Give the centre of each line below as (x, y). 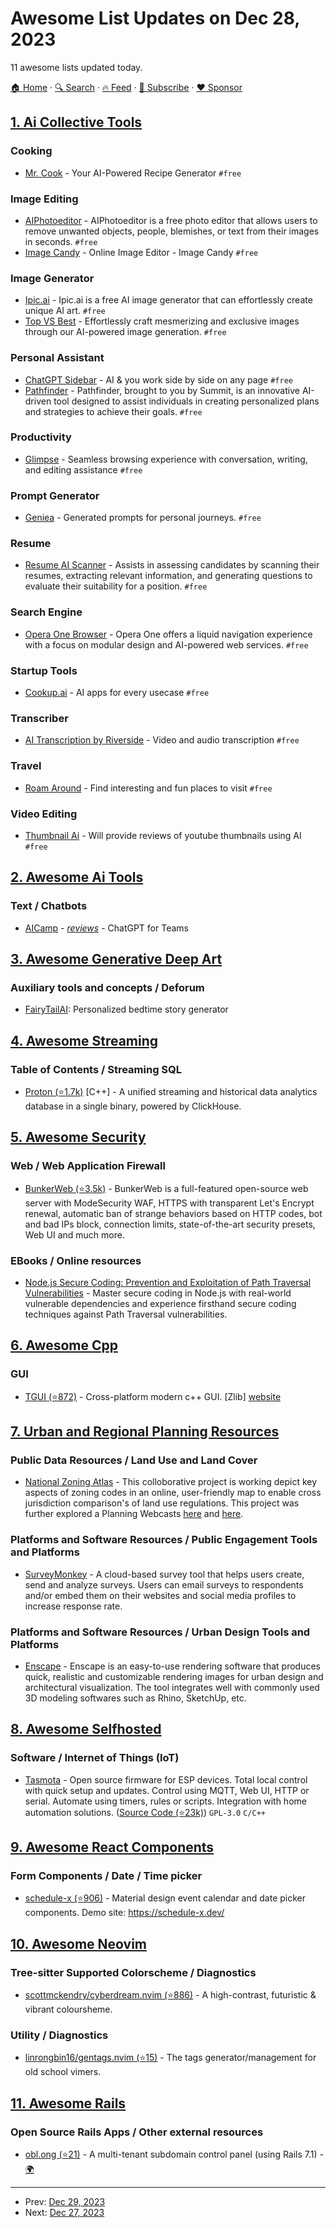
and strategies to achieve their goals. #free (113, 411)
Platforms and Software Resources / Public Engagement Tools (164, 1540)
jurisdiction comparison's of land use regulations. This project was (162, 1503)
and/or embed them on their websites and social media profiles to (160, 1595)
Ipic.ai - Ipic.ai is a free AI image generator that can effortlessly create (168, 300)
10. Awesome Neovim (79, 1943)
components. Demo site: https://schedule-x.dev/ (124, 1913)
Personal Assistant (57, 358)
